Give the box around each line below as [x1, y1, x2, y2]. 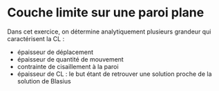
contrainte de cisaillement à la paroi [17, 62, 119, 70]
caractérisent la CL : [7, 34, 65, 42]
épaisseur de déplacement [17, 48, 94, 56]
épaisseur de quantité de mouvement [17, 55, 124, 63]
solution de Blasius [17, 77, 71, 85]
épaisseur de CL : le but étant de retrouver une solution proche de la [17, 70, 212, 78]
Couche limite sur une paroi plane [7, 5, 204, 21]
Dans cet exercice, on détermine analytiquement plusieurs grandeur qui [7, 27, 211, 36]
